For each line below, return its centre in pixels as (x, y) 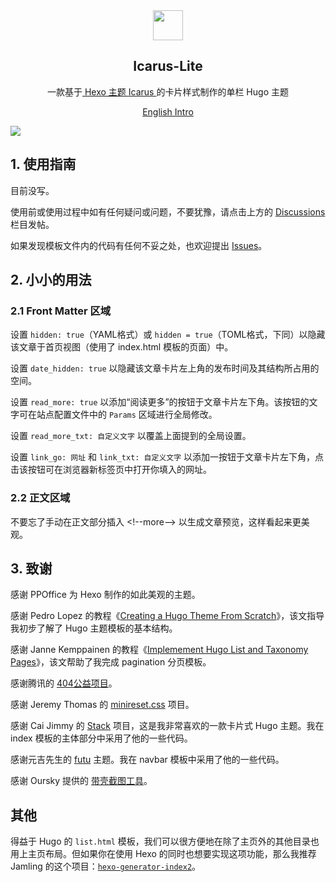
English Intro (168, 111)
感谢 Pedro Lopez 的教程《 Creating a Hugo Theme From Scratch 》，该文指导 (167, 616)
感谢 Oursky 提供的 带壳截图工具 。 (81, 781)
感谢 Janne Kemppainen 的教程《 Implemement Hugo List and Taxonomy (159, 650)
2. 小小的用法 (51, 280)
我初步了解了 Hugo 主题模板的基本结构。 (94, 628)
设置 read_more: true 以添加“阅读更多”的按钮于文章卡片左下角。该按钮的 (160, 402)
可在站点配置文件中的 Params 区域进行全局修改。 (118, 415)
